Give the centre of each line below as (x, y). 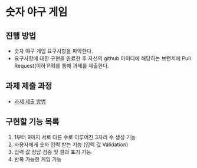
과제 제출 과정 (29, 86)
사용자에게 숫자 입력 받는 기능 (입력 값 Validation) (71, 144)
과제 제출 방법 (30, 101)
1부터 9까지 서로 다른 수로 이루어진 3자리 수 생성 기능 (75, 137)
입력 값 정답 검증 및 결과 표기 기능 (52, 151)
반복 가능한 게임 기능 (38, 159)
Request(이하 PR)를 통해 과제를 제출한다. (62, 66)
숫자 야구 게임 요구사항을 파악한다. (53, 51)
